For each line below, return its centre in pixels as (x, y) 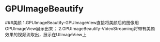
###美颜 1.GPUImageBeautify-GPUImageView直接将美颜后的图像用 (72, 22)
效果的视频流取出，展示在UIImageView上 (46, 34)
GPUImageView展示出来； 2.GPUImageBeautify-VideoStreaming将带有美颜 (80, 28)
